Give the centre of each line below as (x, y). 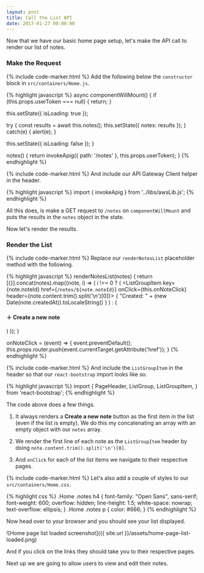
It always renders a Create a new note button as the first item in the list (104, 416)
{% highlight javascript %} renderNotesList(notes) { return (79, 276)
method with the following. (40, 264)
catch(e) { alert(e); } (31, 132)
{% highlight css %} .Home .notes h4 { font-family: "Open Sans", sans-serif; (102, 496)
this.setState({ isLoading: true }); (47, 113)
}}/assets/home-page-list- (158, 533)
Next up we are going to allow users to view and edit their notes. (87, 563)
